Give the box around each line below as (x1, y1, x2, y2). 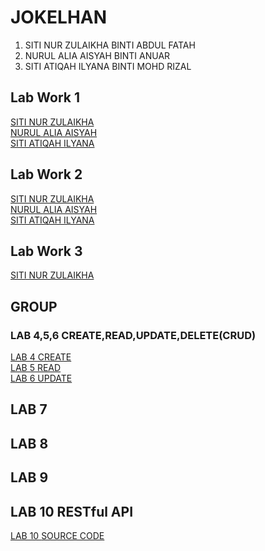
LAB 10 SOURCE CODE (10, 530, 105, 542)
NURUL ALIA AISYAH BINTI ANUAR (24, 49, 171, 61)
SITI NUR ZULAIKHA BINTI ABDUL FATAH (24, 39, 196, 51)
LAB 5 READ (10, 362, 62, 374)
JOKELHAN (10, 6, 108, 29)
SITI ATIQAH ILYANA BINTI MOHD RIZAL (24, 60, 192, 72)
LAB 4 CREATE (10, 351, 72, 363)
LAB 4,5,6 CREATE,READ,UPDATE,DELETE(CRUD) (10, 328, 257, 342)
